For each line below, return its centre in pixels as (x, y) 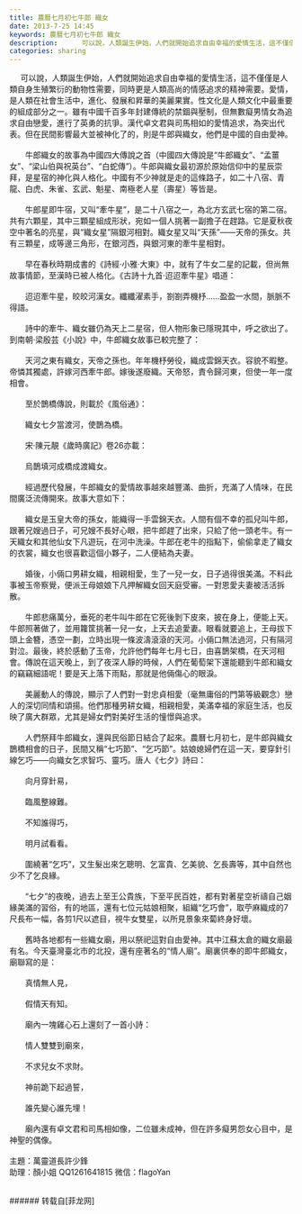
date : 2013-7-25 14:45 (52, 26)
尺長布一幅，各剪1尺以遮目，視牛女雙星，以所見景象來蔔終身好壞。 (133, 919)
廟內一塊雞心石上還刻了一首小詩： (88, 1025)
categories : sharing (48, 51)
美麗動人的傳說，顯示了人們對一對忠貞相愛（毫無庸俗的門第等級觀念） (155, 694)
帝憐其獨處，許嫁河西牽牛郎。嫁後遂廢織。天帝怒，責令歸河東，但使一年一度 (151, 372)
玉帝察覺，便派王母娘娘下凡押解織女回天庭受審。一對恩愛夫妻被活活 (151, 585)
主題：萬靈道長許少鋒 (49, 1161)
